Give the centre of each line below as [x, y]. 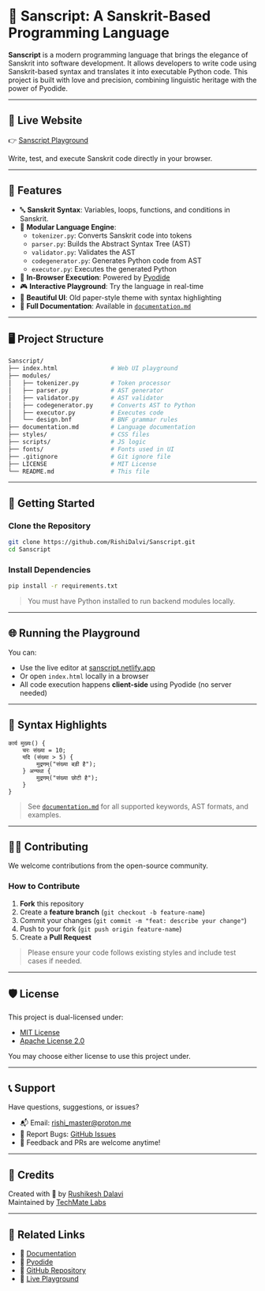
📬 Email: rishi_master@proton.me [75, 1123]
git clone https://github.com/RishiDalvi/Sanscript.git [102, 542]
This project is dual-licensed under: [66, 1017]
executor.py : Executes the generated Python [104, 268]
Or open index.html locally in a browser [84, 676]
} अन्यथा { [37, 771]
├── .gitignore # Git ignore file [90, 456]
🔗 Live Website [45, 120]
